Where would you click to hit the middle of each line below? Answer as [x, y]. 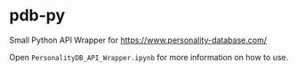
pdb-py [37, 16]
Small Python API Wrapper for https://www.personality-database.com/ [138, 40]
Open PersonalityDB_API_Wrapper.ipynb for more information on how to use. [149, 57]
